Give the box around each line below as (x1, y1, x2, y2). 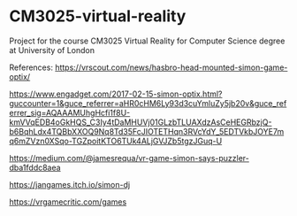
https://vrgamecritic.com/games (9, 197, 127, 207)
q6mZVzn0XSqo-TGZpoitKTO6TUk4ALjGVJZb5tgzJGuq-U (9, 135, 223, 146)
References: (9, 62, 53, 73)
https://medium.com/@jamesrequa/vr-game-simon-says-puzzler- (9, 152, 249, 163)
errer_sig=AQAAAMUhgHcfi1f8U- (9, 107, 131, 118)
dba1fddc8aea (9, 162, 61, 173)
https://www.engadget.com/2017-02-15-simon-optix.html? (9, 89, 223, 99)
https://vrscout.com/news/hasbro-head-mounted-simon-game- (54, 62, 288, 73)
